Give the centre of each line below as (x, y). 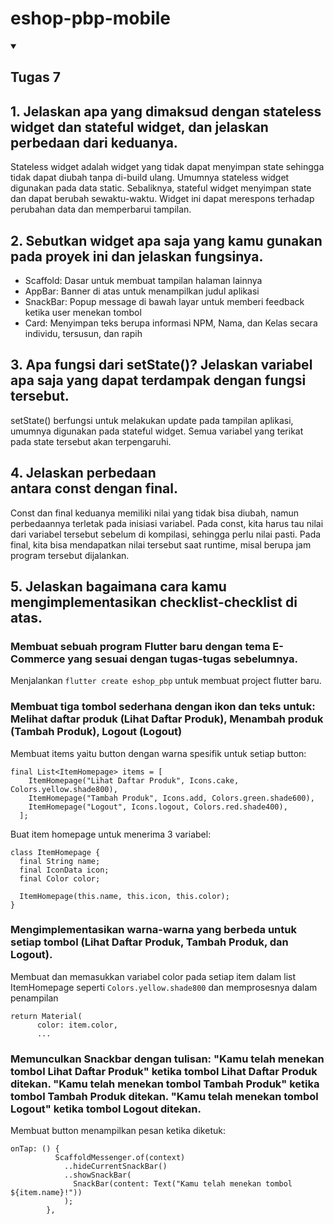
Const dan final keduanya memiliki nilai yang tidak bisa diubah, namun (155, 513)
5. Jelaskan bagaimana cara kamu (118, 586)
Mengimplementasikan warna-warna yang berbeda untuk (153, 930)
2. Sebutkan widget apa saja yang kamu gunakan (166, 240)
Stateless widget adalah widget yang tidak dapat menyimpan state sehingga (167, 167)
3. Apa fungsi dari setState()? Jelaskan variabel (161, 365)
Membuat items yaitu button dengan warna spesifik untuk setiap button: (158, 753)
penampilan (34, 998)
